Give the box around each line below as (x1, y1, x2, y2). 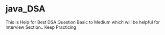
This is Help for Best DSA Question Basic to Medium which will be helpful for (5, 19, 160, 25)
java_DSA (5, 3, 46, 14)
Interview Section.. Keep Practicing (5, 24, 76, 30)
